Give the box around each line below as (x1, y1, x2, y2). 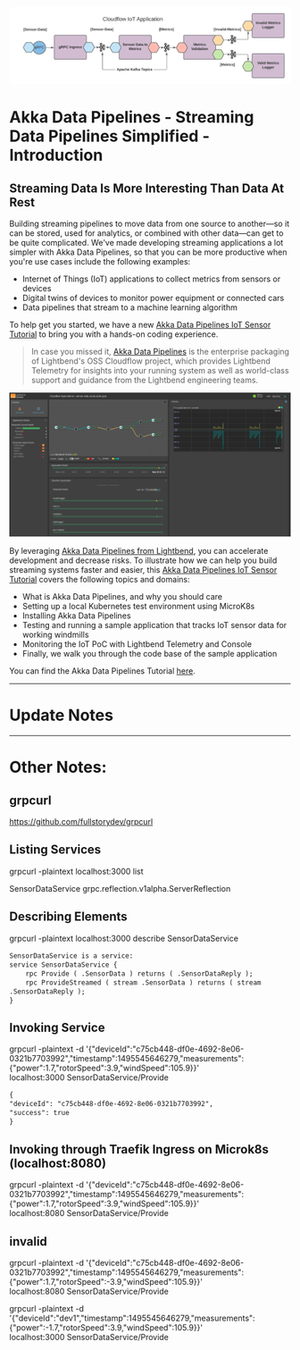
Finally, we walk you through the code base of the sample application (21, 649, 278, 659)
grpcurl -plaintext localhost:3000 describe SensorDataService (9, 933, 239, 943)
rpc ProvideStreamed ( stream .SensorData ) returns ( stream (25, 977, 262, 987)
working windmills (21, 629, 89, 641)
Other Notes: (9, 758, 107, 777)
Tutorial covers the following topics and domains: (9, 574, 190, 585)
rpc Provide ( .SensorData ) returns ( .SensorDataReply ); (25, 968, 254, 978)
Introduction (9, 146, 104, 165)
